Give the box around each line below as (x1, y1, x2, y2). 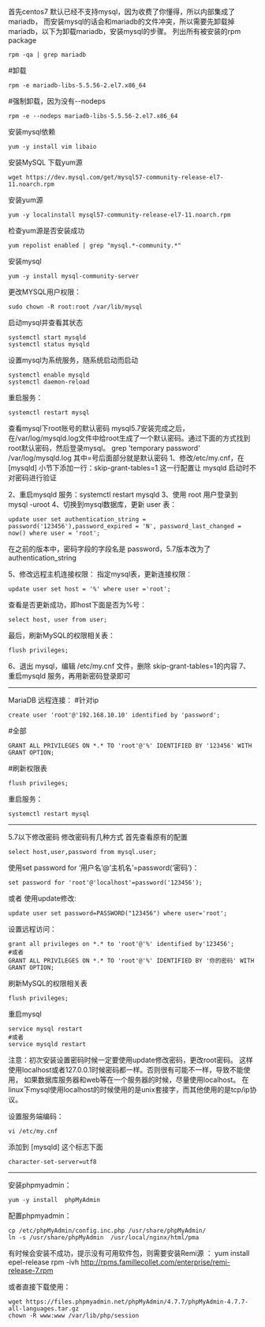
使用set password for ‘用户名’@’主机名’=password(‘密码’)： (8, 863, 200, 872)
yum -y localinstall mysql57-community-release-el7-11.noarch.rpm (8, 211, 231, 219)
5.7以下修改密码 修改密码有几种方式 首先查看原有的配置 (8, 833, 188, 841)
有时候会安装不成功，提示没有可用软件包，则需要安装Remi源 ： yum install (8, 1249, 250, 1257)
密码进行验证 (14, 473, 57, 482)
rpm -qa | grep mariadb (8, 51, 87, 59)
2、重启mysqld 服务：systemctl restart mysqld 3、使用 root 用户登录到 (8, 490, 238, 499)
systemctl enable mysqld (8, 371, 90, 379)
